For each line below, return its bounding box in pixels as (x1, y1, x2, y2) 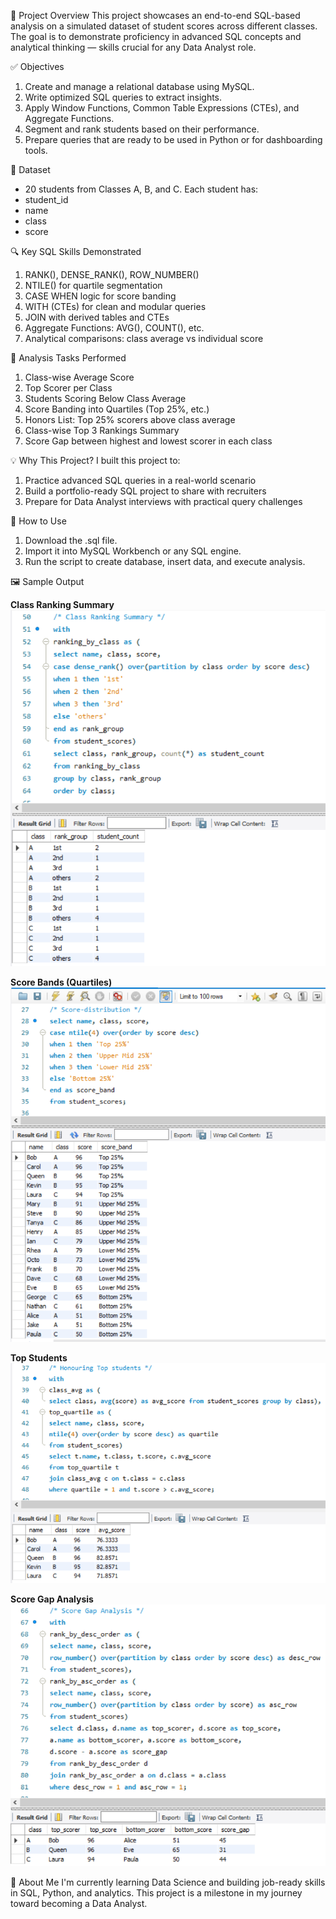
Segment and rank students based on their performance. (24, 123, 260, 135)
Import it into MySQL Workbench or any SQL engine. (24, 545, 242, 557)
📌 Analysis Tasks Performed (10, 352, 127, 364)
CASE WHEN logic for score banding (24, 290, 177, 302)
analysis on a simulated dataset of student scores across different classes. (10, 20, 318, 32)
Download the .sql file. (24, 535, 118, 546)
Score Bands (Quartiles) (10, 976, 113, 988)
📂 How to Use (10, 515, 67, 527)
